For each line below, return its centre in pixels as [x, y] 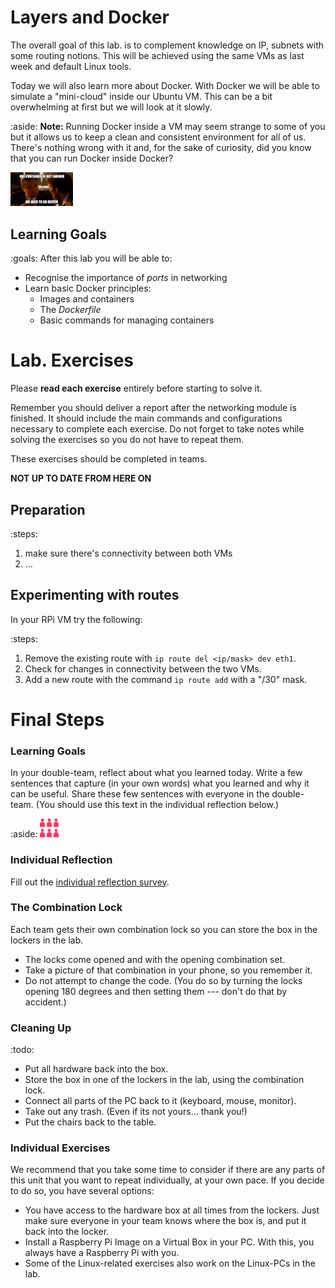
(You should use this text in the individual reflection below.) [157, 805]
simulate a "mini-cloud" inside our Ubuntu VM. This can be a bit [141, 96]
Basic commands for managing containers [127, 320]
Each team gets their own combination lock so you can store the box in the [164, 929]
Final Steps [57, 719]
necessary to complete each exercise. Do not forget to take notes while [157, 429]
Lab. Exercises [72, 360]
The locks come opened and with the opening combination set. [155, 959]
